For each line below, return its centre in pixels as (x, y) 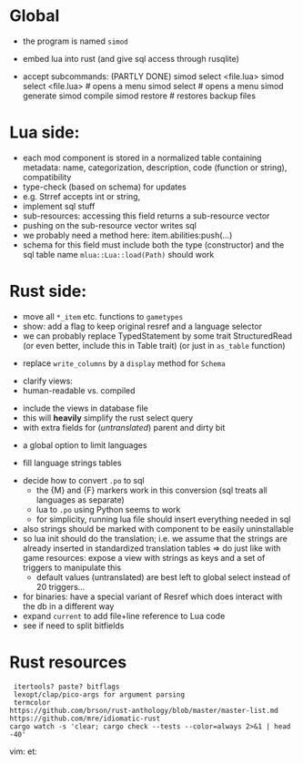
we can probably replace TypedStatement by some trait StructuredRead (157, 336)
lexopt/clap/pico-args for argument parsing (99, 694)
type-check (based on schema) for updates (104, 187)
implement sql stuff (59, 206)
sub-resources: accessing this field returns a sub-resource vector (146, 216)
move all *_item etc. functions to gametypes (103, 316)
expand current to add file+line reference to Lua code (124, 616)
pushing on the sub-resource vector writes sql (110, 225)
